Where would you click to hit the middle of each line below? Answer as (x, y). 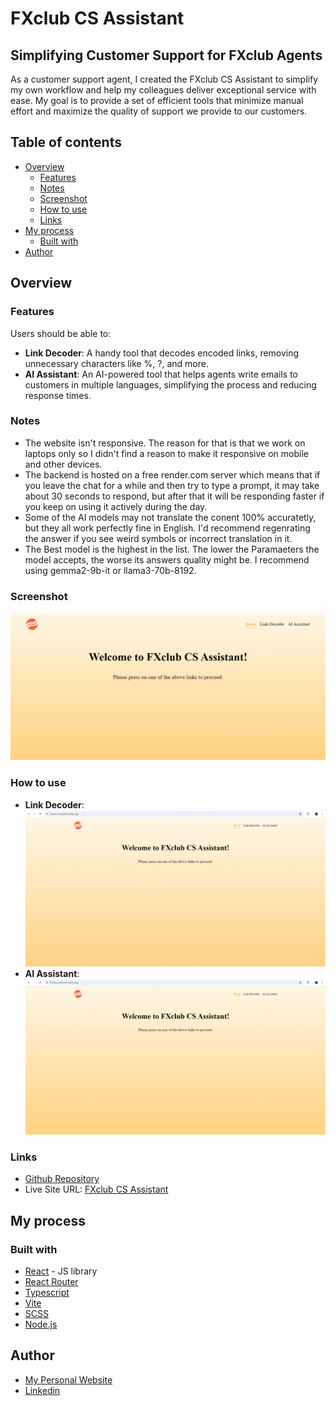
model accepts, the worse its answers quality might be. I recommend (167, 559)
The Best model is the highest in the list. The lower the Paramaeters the (172, 549)
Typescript (47, 1293)
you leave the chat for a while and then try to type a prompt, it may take (172, 485)
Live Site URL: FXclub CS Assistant (96, 1189)
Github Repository (62, 1179)
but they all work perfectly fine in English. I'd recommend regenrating (167, 528)
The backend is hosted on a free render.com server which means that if (172, 474)
